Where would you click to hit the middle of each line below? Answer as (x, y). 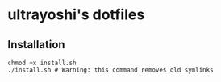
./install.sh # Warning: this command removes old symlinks (111, 70)
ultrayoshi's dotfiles (76, 15)
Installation (36, 45)
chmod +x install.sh (42, 63)
